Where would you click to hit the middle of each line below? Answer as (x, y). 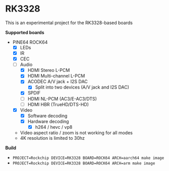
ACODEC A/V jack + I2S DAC (58, 81)
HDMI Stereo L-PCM (49, 70)
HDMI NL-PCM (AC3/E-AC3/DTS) (62, 99)
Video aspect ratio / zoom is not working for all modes (76, 133)
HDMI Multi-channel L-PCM (56, 76)
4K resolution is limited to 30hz (52, 138)
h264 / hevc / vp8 (54, 127)
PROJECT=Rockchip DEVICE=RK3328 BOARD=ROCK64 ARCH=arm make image (84, 163)
